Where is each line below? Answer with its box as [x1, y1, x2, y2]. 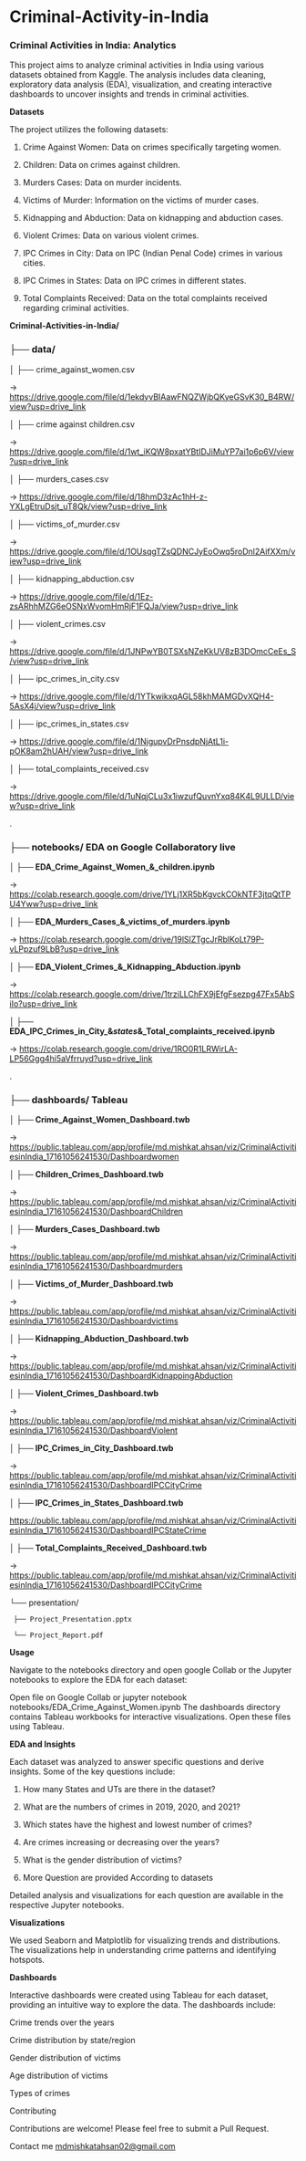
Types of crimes [9, 2088, 71, 2099]
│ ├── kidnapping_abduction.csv [9, 573, 135, 584]
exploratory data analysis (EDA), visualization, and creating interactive [9, 79, 272, 90]
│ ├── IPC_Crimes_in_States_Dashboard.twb [9, 1498, 184, 1509]
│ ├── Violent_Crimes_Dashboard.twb [9, 1388, 159, 1399]
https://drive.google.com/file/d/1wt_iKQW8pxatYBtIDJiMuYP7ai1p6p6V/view [9, 445, 294, 457]
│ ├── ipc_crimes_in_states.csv [9, 718, 129, 729]
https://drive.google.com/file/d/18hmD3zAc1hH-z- [19, 491, 208, 502]
